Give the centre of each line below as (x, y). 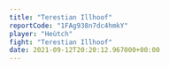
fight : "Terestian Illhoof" (61, 42)
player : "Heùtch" (41, 34)
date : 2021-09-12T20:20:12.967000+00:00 (85, 50)
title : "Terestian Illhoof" (61, 17)
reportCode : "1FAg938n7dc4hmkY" (69, 26)
